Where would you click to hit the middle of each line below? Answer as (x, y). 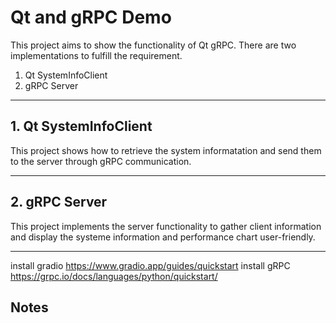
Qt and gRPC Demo (91, 17)
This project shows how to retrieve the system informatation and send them (166, 150)
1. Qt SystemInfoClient (81, 126)
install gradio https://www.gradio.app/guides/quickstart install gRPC (150, 265)
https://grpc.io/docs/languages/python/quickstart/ (114, 276)
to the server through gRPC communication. (101, 161)
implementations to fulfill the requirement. (96, 55)
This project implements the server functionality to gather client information (166, 226)
